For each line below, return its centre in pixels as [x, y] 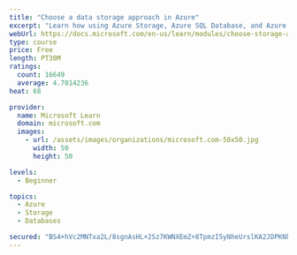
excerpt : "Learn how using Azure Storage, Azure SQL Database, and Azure [148, 26]
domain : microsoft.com [59, 124]
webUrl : [23, 34]
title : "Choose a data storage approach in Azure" [104, 17]
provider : [27, 107]
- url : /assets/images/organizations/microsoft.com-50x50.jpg [142, 140]
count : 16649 [41, 75]
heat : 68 [25, 91]
